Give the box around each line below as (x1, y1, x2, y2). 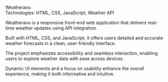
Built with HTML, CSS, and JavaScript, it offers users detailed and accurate (5, 35, 163, 41)
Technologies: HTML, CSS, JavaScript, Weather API (5, 10, 114, 16)
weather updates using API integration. (15, 25, 98, 31)
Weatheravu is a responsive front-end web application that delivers (5, 20, 147, 25)
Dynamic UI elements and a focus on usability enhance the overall (5, 66, 145, 71)
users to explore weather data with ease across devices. (5, 56, 124, 62)
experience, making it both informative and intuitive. (5, 71, 115, 77)
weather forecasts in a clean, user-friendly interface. (5, 40, 116, 46)
